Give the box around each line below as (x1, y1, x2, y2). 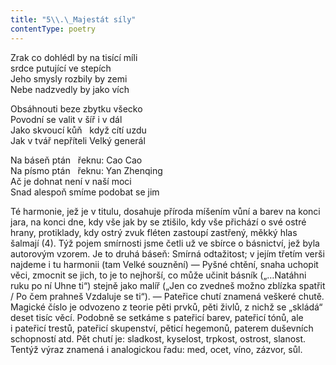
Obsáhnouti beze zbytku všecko (10, 102, 143, 115)
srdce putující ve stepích (10, 62, 112, 74)
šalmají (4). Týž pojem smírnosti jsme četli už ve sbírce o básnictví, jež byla (10, 237, 320, 249)
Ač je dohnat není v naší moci (10, 175, 132, 187)
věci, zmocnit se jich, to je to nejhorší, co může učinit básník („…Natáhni (10, 269, 307, 281)
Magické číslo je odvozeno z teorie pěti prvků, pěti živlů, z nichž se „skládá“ (10, 301, 323, 313)
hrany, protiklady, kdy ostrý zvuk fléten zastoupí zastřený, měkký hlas (10, 226, 298, 238)
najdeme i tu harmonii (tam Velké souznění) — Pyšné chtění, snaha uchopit (10, 258, 319, 270)
